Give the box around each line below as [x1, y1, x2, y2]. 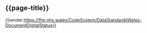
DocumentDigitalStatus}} [5, 22, 56, 28]
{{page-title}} [5, 4, 49, 12]
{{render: [5, 17, 24, 23]
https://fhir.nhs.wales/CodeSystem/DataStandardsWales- [23, 17, 142, 23]
